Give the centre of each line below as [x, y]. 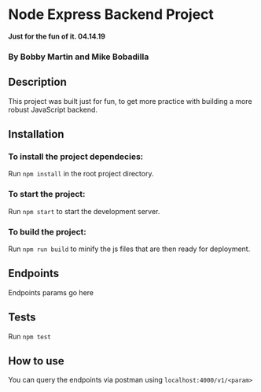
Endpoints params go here [51, 292]
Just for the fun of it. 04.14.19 [57, 36]
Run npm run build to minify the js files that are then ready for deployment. [129, 249]
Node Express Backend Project [111, 15]
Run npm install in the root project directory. [81, 174]
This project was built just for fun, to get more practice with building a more [130, 101]
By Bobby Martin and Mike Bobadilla [79, 57]
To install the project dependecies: [76, 157]
